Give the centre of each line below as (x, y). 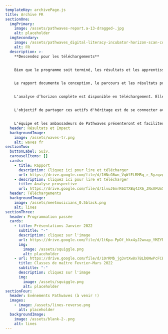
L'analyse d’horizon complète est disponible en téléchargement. (84, 97)
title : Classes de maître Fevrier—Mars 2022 (65, 263)
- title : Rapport (32, 165)
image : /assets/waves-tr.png (44, 137)
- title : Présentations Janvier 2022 (53, 226)
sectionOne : (17, 19)
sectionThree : (20, 212)
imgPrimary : (22, 24)
